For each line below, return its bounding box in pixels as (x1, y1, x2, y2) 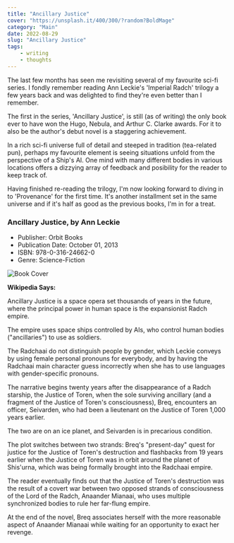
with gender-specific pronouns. (7, 369, 99, 378)
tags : (7, 43, 23, 50)
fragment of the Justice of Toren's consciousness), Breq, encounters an (7, 398, 217, 407)
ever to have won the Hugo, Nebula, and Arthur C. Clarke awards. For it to (7, 119, 222, 128)
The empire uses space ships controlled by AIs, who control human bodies (7, 326, 224, 334)
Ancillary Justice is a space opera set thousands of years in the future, (7, 297, 213, 305)
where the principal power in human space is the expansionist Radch (7, 305, 208, 313)
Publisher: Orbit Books (17, 233, 83, 242)
